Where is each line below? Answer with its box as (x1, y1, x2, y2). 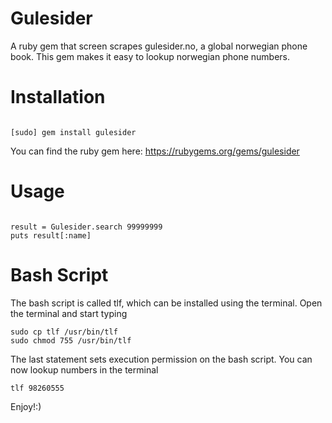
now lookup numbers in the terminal (10, 363, 159, 376)
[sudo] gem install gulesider (10, 127, 137, 137)
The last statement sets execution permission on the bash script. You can (10, 353, 313, 365)
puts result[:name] (10, 230, 92, 241)
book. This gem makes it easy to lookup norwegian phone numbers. (10, 50, 290, 62)
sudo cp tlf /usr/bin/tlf (10, 327, 118, 337)
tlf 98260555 (10, 383, 65, 393)
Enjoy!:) (10, 400, 42, 412)
